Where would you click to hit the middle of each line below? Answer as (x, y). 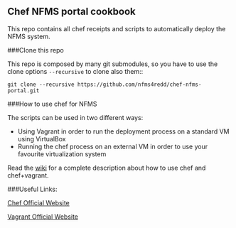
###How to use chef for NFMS (52, 104)
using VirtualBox (42, 139)
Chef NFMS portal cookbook (72, 12)
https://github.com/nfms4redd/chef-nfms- (139, 85)
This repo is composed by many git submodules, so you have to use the (113, 64)
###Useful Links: (33, 189)
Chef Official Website (38, 202)
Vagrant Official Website (43, 217)
